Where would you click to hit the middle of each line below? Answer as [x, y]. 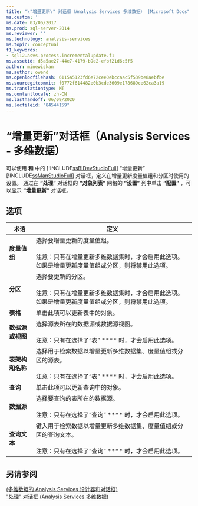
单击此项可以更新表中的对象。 [77, 313]
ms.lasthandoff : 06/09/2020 [41, 99]
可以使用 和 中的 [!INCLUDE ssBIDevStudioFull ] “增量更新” [76, 168]
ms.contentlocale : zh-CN [37, 94]
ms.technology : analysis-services [49, 39]
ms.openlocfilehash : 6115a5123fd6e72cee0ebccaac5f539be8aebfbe [85, 77]
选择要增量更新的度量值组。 [74, 241]
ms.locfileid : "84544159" [38, 105]
